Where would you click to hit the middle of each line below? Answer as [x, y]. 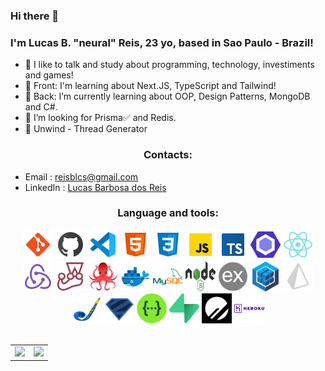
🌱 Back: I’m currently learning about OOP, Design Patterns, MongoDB [167, 96]
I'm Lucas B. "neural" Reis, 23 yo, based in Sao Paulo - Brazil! [162, 42]
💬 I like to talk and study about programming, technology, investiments [169, 65]
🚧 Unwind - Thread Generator [86, 129]
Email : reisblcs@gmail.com [81, 176]
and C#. [41, 107]
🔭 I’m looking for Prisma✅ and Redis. [100, 118]
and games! [49, 75]
